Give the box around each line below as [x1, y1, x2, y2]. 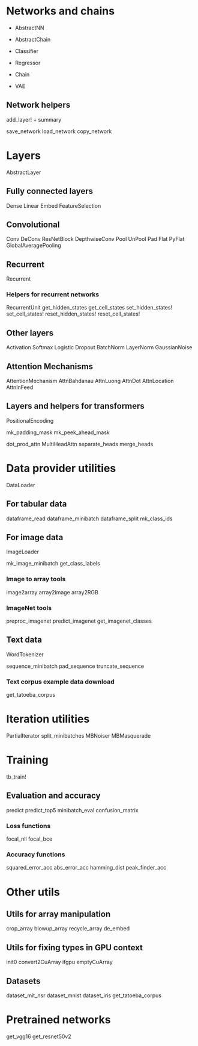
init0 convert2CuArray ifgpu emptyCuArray [6, 959, 113, 966]
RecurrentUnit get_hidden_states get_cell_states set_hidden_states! [6, 304, 173, 311]
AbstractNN [14, 24, 44, 31]
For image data [6, 532, 64, 543]
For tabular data [6, 499, 67, 509]
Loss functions [6, 821, 51, 830]
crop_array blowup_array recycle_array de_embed [6, 925, 130, 932]
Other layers [6, 328, 54, 338]
